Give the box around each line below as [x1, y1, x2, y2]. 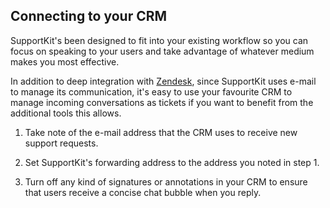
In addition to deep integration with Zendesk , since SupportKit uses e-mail [10, 75, 317, 87]
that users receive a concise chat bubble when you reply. [24, 186, 262, 198]
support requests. [24, 137, 99, 149]
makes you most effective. [10, 55, 120, 68]
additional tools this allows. [10, 107, 122, 119]
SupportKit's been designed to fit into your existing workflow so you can [10, 34, 309, 46]
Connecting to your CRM [10, 8, 168, 25]
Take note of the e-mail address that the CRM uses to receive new [24, 126, 298, 138]
